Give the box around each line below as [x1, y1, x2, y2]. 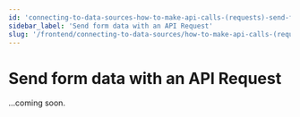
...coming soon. [8, 97, 66, 108]
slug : [8, 29, 29, 38]
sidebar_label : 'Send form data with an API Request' [8, 21, 214, 30]
